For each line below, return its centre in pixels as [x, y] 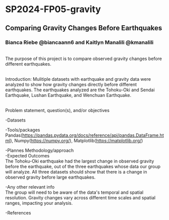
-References [18, 212]
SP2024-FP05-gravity [53, 9]
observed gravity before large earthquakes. [50, 177]
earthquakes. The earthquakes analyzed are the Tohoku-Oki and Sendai [80, 90]
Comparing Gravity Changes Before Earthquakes [84, 28]
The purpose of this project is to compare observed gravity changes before [84, 59]
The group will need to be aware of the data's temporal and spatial [74, 192]
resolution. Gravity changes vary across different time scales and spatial [80, 197]
